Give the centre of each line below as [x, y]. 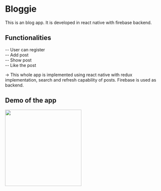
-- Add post [17, 55]
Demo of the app [31, 100]
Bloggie [21, 9]
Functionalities [28, 38]
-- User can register [25, 49]
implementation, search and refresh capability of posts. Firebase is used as [81, 80]
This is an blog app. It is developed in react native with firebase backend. [79, 22]
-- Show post [18, 60]
